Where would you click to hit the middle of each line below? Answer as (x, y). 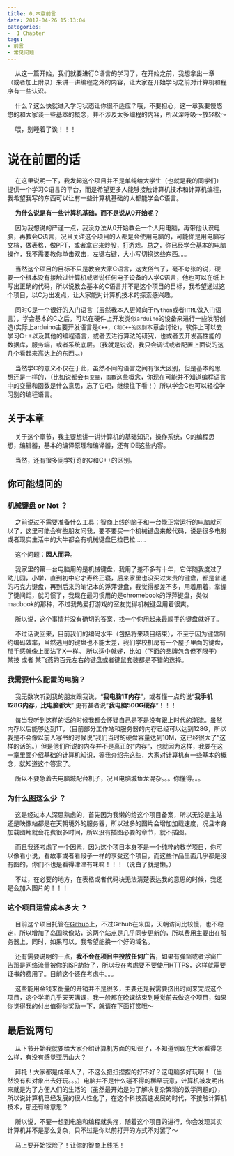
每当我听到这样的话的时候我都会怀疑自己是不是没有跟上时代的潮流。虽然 (119, 720)
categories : (24, 27)
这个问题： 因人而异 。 (46, 555)
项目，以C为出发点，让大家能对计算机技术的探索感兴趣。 (95, 294)
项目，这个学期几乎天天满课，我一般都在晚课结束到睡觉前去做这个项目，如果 (117, 998)
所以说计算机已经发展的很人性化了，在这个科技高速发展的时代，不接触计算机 (117, 1098)
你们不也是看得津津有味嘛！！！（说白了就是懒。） (103, 864)
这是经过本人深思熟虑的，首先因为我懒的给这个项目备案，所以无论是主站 (119, 814)
